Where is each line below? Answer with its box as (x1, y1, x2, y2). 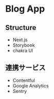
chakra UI (12, 48, 33, 53)
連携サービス (5, 63, 46, 72)
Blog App (5, 3, 45, 15)
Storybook (12, 42, 35, 48)
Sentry (12, 88, 27, 94)
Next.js (12, 37, 28, 43)
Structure (5, 23, 37, 32)
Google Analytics (12, 82, 49, 89)
